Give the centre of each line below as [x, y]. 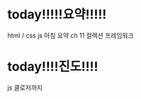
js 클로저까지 [25, 87]
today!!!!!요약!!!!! [57, 14]
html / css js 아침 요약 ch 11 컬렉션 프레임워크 [70, 35]
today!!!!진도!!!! [53, 67]
